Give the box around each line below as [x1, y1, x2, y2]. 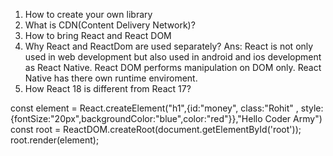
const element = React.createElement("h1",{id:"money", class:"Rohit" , [10, 102, 299, 114]
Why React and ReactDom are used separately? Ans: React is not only [24, 40, 314, 52]
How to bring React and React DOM [24, 30, 172, 41]
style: [300, 102, 324, 114]
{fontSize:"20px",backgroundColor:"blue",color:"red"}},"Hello [10, 113, 263, 124]
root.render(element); [10, 134, 100, 146]
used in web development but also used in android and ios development [24, 51, 322, 63]
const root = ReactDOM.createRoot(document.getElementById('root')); [10, 124, 302, 135]
